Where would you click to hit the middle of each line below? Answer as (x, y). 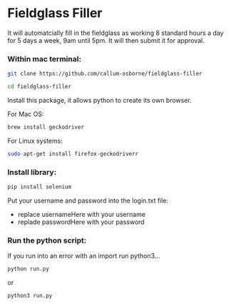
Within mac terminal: (45, 58)
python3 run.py (30, 296)
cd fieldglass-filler (40, 87)
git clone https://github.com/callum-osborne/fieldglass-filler (105, 74)
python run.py (29, 269)
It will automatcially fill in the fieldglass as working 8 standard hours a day (115, 33)
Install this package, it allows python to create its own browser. (100, 100)
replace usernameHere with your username (82, 214)
